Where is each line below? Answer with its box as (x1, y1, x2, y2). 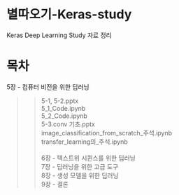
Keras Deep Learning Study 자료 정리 (6, 31, 113, 39)
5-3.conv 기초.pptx (41, 120, 95, 128)
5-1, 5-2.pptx (41, 96, 79, 105)
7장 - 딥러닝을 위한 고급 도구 (41, 162, 119, 170)
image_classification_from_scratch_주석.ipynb (41, 128, 173, 137)
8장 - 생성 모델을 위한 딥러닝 (41, 171, 120, 180)
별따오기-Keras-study (6, 6, 132, 22)
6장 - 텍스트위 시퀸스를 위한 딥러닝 (41, 154, 136, 162)
